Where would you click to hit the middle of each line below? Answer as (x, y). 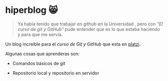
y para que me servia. (40, 34)
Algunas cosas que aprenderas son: (42, 54)
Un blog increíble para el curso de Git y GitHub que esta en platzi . (73, 44)
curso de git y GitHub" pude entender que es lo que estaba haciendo (89, 29)
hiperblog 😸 (32, 10)
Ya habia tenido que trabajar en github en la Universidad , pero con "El (90, 24)
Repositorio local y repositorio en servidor (56, 73)
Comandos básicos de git (39, 63)
